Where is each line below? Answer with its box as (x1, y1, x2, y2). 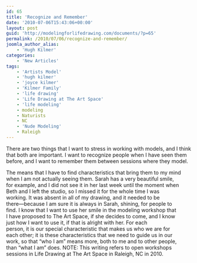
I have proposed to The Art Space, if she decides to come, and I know (6, 212, 175, 219)
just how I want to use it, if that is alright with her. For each (6, 219, 148, 226)
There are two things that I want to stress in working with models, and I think (6, 145, 191, 152)
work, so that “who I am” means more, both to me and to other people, (6, 238, 177, 245)
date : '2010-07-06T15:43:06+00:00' (6, 19, 94, 25)
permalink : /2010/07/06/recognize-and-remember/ (6, 36, 128, 42)
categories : (6, 52, 35, 58)
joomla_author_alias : (6, 42, 59, 48)
